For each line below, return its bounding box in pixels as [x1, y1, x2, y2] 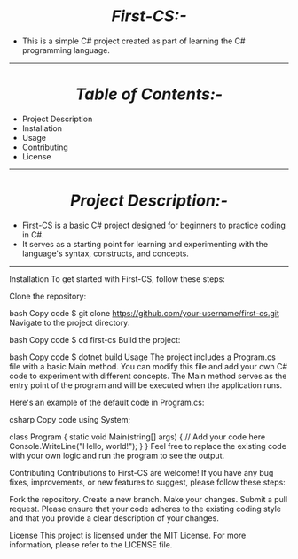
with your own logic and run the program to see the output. [9, 450, 225, 461]
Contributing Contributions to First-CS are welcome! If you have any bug [9, 467, 274, 477]
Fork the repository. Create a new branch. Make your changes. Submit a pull [9, 493, 288, 504]
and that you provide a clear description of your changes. [9, 512, 219, 524]
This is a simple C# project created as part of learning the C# [21, 35, 246, 46]
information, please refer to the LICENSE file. [9, 539, 173, 550]
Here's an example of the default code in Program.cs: [9, 397, 205, 408]
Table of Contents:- [74, 84, 223, 105]
